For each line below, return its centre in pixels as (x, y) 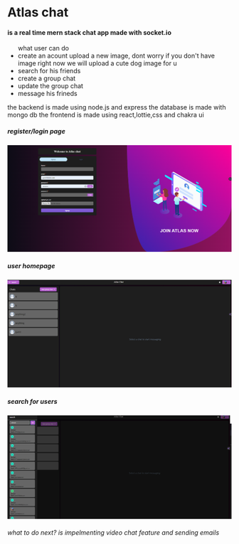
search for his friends (49, 71)
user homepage (31, 266)
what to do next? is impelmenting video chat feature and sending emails (113, 533)
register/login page (36, 131)
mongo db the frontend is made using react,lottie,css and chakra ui (106, 115)
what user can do (43, 48)
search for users (32, 401)
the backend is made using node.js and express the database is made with (117, 107)
